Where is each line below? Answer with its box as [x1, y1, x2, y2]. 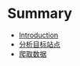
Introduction [18, 30, 59, 40]
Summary [7, 5, 72, 23]
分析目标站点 [18, 40, 60, 49]
